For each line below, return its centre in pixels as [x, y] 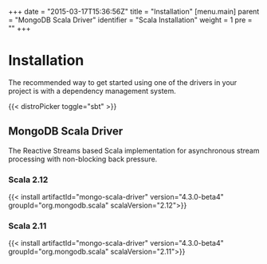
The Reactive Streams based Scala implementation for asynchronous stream [134, 150]
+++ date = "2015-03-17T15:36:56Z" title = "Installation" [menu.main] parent [134, 12]
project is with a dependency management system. [92, 91]
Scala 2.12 [28, 180]
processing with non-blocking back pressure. [83, 159]
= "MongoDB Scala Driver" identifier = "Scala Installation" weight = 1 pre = [130, 20]
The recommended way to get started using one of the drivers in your [123, 82]
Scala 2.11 [27, 226]
